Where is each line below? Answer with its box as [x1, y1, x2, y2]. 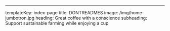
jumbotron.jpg [5, 15, 34, 21]
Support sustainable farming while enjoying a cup [5, 20, 109, 26]
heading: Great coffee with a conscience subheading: [35, 15, 148, 21]
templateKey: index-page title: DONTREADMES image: [5, 10, 118, 15]
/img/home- [119, 10, 144, 15]
